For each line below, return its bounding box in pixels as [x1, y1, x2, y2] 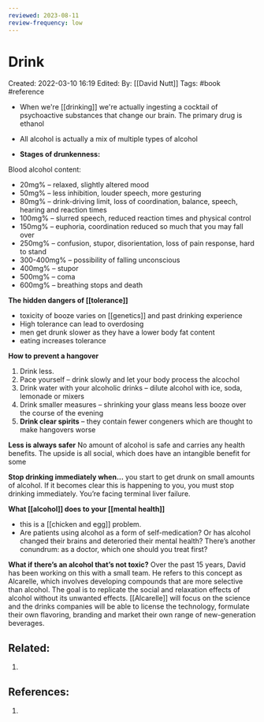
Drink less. [19, 367, 54, 376]
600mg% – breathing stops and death [19, 280, 143, 290]
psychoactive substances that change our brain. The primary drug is [19, 111, 243, 120]
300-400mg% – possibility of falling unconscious [19, 255, 180, 265]
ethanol [19, 119, 45, 128]
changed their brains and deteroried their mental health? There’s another [19, 536, 256, 546]
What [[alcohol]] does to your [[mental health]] [8, 505, 165, 514]
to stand [19, 247, 47, 257]
